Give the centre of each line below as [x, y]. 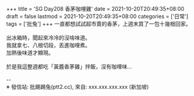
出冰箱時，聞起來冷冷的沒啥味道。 [48, 37]
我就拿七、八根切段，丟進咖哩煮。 [48, 45]
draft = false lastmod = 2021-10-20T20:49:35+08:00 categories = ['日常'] [97, 16]
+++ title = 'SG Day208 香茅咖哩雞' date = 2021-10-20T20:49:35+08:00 [95, 9]
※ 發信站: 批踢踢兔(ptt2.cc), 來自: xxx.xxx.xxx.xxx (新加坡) [77, 87]
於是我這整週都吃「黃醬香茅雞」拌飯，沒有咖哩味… [69, 67]
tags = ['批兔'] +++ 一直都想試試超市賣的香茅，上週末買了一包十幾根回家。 [99, 24]
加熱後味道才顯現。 [30, 52]
